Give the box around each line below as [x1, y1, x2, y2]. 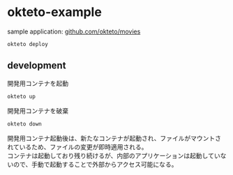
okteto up [7, 93, 36, 100]
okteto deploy [7, 40, 49, 47]
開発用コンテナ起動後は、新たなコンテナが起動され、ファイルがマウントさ [7, 134, 222, 142]
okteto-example [7, 4, 103, 20]
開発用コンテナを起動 [7, 79, 68, 87]
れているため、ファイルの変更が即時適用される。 [7, 142, 148, 151]
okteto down [7, 120, 42, 128]
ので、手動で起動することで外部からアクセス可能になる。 [13, 160, 178, 168]
